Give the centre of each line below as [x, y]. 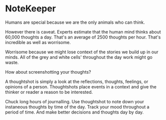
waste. [12, 62]
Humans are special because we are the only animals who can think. [75, 22]
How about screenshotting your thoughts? [48, 72]
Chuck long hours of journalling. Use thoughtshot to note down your [75, 101]
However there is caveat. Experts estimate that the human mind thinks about [83, 32]
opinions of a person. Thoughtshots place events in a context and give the [81, 86]
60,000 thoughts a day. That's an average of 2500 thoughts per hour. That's [83, 37]
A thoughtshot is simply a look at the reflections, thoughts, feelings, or [77, 81]
